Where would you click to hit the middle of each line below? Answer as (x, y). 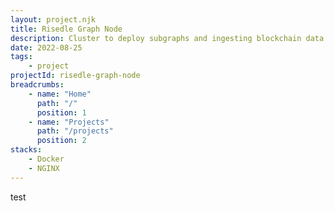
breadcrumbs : (37, 85)
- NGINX (44, 168)
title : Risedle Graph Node (66, 29)
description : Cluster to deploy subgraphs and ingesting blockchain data (167, 38)
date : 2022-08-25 (46, 47)
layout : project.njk (53, 19)
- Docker (46, 159)
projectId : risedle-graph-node (75, 76)
